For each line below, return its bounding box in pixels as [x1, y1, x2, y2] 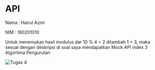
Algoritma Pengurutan [5, 49, 50, 55]
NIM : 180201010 [5, 29, 39, 35]
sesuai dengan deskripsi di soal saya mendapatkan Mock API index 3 [5, 44, 147, 50]
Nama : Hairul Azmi [5, 19, 45, 25]
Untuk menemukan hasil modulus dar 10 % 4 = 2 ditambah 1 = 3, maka [5, 38, 150, 45]
